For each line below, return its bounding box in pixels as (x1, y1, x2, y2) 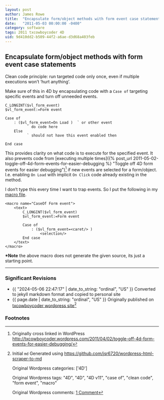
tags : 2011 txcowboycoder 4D (5, 30, 64, 35)
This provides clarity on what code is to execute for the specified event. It (5, 150, 153, 156)
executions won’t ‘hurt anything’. (5, 79, 71, 84)
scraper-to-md (12, 355, 42, 361)
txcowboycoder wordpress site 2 (12, 301, 77, 308)
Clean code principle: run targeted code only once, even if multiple (5, 73, 140, 79)
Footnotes (5, 315, 30, 321)
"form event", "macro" (12, 380, 57, 386)
